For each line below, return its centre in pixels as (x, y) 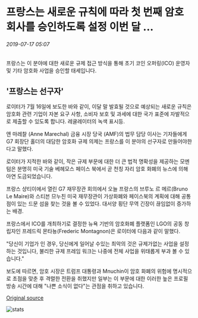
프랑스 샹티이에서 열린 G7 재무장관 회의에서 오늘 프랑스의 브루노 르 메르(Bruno (97, 189)
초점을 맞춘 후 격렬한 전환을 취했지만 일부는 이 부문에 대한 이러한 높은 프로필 (100, 279)
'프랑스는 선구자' (35, 91)
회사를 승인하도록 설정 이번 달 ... (80, 27)
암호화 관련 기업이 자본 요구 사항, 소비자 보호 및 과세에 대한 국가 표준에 (88, 114)
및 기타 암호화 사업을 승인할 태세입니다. (51, 71)
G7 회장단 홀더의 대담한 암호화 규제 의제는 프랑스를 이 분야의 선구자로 (87, 141)
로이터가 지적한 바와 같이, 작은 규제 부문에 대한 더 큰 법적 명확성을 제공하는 (92, 161)
